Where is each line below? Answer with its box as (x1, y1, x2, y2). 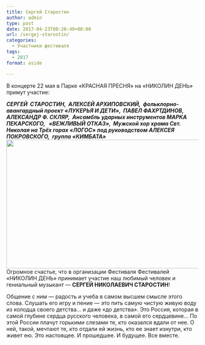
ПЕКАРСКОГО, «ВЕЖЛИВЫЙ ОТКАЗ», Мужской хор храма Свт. (6, 119, 181, 127)
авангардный (6, 107, 44, 114)
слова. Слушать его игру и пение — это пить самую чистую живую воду (6, 299, 197, 307)
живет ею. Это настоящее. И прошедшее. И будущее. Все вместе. (6, 332, 180, 339)
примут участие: (6, 88, 50, 96)
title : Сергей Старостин (6, 9, 70, 15)
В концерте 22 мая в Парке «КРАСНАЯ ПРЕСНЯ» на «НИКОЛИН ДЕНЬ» (6, 82, 193, 89)
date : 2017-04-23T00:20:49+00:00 (6, 26, 92, 32)
